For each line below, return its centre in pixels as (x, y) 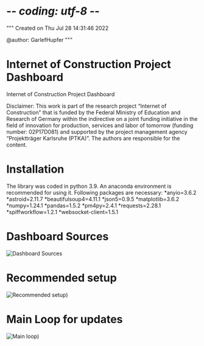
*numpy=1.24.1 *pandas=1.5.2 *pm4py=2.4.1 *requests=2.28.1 (84, 206)
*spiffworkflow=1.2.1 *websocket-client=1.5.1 (62, 212)
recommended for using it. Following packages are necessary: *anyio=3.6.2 (101, 192)
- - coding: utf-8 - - (53, 11)
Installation (35, 169)
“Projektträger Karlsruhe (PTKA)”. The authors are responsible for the (93, 138)
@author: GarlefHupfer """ (40, 40)
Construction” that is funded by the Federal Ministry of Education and (93, 112)
